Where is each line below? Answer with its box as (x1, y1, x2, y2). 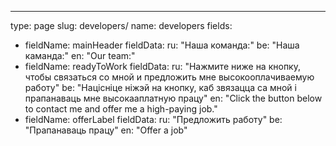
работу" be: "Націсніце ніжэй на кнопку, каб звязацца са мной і (24, 82, 297, 93)
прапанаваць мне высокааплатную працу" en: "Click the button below (24, 92, 323, 104)
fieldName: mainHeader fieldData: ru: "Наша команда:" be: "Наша (24, 39, 300, 51)
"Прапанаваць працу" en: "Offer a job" (24, 124, 188, 136)
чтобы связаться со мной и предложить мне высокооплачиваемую (24, 71, 315, 83)
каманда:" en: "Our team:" (24, 50, 136, 61)
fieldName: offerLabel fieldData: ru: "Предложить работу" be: (24, 114, 283, 125)
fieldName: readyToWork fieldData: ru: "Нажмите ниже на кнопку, (24, 61, 301, 72)
